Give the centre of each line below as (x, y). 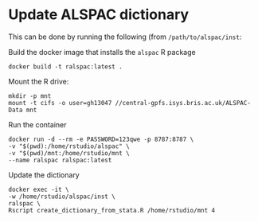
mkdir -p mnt (30, 96)
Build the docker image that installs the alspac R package (102, 52)
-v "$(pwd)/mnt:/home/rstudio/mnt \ (69, 153)
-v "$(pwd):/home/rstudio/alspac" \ (69, 146)
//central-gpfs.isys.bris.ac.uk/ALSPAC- (183, 103)
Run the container (37, 124)
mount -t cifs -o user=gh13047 (60, 103)
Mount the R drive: (39, 81)
